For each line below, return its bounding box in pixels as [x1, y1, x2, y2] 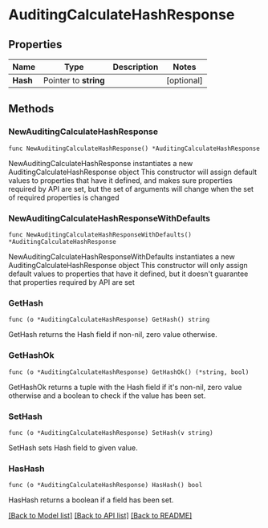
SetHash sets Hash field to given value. [8, 443, 138, 453]
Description [112, 62, 159, 72]
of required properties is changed [8, 193, 120, 202]
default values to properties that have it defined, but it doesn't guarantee [8, 269, 249, 278]
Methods [8, 102, 55, 116]
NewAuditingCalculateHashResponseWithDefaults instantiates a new [8, 251, 235, 262]
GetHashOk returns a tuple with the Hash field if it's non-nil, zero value [8, 382, 242, 392]
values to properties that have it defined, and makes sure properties [8, 175, 233, 185]
